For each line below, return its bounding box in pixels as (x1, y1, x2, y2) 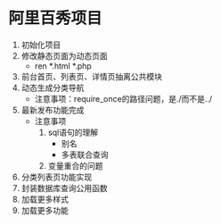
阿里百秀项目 (8, 8, 103, 29)
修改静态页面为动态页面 (20, 50, 108, 61)
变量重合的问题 (47, 160, 103, 170)
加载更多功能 (20, 204, 69, 215)
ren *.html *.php (34, 60, 93, 71)
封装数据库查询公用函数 (20, 182, 108, 193)
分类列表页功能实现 (20, 171, 93, 182)
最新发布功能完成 (20, 104, 85, 115)
